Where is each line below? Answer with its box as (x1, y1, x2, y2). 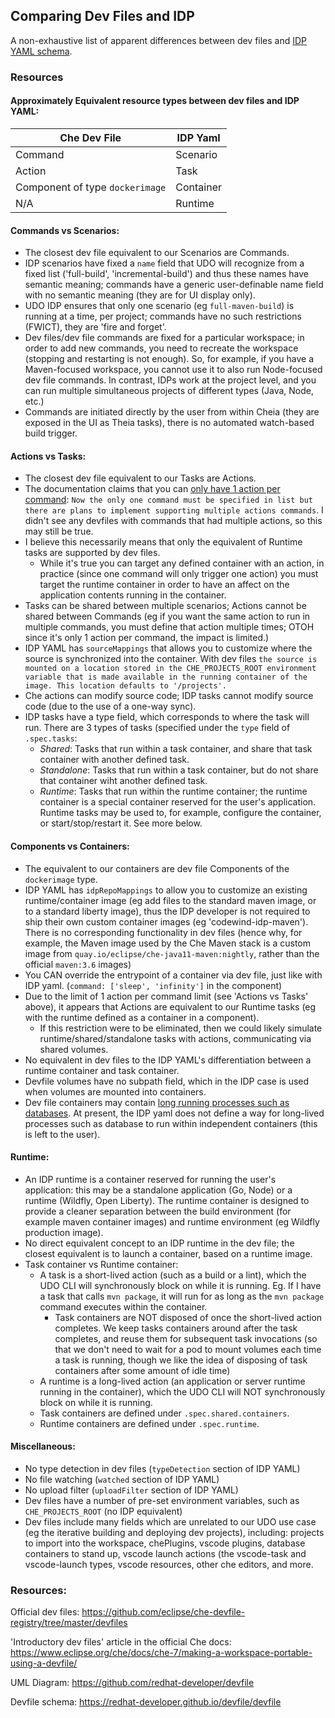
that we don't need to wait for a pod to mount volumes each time (54, 1343, 322, 1355)
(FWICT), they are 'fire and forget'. (24, 321, 167, 333)
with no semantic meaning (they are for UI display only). (24, 289, 256, 301)
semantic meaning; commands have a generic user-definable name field (24, 279, 324, 291)
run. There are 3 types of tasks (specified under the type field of (24, 722, 291, 734)
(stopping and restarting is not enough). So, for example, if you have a (24, 353, 315, 365)
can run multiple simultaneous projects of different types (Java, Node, (24, 385, 315, 397)
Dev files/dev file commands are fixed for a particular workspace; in (24, 332, 305, 344)
